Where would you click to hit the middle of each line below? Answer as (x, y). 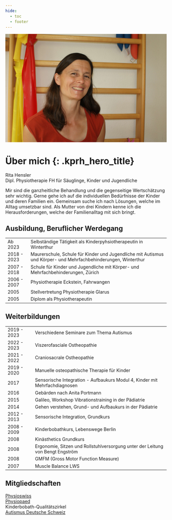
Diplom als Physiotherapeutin (61, 299)
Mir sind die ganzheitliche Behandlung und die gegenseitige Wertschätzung (85, 191)
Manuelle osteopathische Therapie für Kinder (83, 370)
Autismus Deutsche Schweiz (35, 512)
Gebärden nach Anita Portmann (68, 392)
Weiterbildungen (33, 317)
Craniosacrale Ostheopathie (64, 358)
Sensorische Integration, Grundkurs (72, 417)
